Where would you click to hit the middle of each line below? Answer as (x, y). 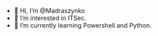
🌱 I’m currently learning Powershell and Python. (83, 25)
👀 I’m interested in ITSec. (50, 18)
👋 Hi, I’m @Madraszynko (50, 11)
